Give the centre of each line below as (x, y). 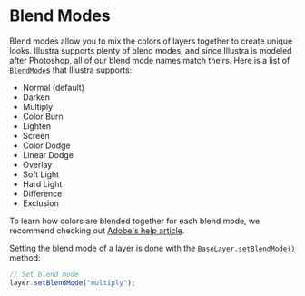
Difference (42, 193)
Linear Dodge (48, 154)
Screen (36, 135)
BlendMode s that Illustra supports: (71, 70)
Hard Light (42, 183)
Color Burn (43, 116)
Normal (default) (53, 87)
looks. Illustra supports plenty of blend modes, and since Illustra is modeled (151, 50)
